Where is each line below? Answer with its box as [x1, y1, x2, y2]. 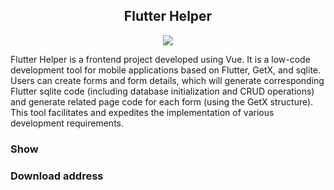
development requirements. [10, 117, 124, 129]
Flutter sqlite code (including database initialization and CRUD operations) [10, 85, 315, 97]
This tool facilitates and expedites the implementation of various [10, 106, 275, 118]
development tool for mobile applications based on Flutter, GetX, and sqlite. [10, 64, 322, 76]
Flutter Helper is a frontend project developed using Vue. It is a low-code [10, 53, 311, 65]
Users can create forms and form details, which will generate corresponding [10, 74, 325, 86]
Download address [10, 169, 104, 183]
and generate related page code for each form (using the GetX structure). [10, 95, 314, 108]
